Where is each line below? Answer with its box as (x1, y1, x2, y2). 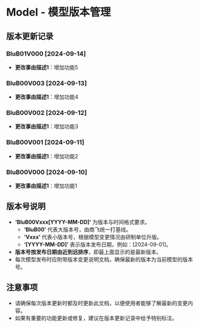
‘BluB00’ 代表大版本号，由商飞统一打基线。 (23, 225, 131, 233)
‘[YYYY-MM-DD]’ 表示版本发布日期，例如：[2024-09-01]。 (23, 240, 172, 248)
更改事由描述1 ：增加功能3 (14, 123, 79, 130)
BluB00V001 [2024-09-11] (6, 138, 85, 146)
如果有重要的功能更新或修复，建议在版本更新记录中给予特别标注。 (14, 314, 177, 322)
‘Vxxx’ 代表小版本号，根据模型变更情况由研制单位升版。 (23, 233, 163, 240)
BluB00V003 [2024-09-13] (6, 79, 87, 87)
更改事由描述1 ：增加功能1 (14, 182, 78, 190)
